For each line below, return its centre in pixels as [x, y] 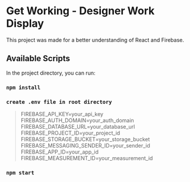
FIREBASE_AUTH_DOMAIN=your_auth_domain [77, 120]
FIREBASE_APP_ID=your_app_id [60, 152]
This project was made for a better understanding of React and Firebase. [95, 40]
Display [25, 23]
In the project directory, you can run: [51, 73]
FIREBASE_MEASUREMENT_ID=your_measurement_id [87, 158]
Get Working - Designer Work [80, 11]
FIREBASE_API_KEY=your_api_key [62, 114]
